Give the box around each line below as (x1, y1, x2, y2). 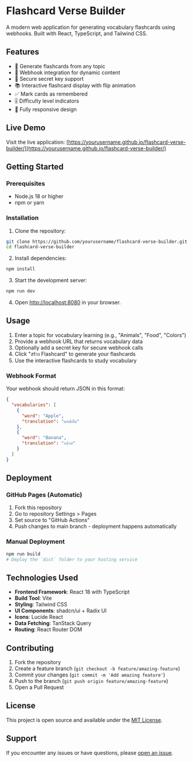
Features (6, 47, 39, 57)
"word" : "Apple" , (21, 413, 65, 419)
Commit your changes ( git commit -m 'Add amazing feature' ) (14, 671, 165, 678)
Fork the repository (14, 659, 62, 666)
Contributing (6, 643, 54, 653)
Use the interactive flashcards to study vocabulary (14, 357, 137, 364)
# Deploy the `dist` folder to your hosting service (6, 556, 138, 562)
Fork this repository (14, 504, 62, 511)
